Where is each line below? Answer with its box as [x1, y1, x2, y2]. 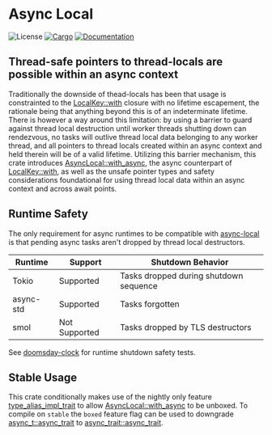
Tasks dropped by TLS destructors [120, 321, 252, 332]
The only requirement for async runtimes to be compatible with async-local [8, 228, 260, 239]
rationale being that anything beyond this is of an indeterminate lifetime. [8, 106, 249, 116]
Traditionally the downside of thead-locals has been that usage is [8, 89, 227, 99]
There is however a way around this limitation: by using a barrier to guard [8, 115, 253, 125]
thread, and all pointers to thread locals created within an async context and [8, 141, 262, 150]
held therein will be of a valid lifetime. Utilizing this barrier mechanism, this [8, 149, 257, 158]
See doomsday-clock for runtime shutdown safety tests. [8, 347, 196, 357]
